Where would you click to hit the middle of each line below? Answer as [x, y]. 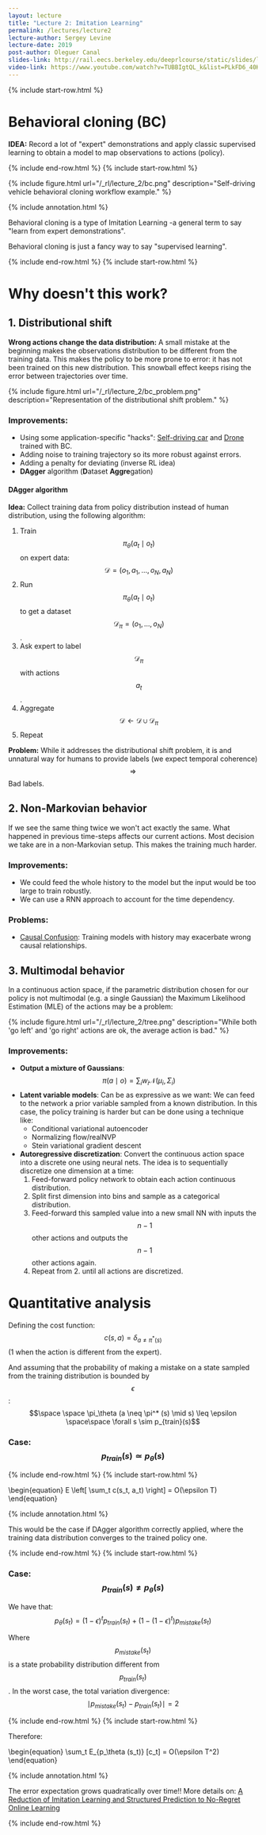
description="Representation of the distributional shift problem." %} [119, 400]
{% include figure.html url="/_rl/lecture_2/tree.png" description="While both [133, 1022]
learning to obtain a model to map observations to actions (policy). [117, 153]
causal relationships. [53, 945]
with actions [40, 673]
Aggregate [37, 708]
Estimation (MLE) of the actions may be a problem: [91, 1006]
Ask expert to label [50, 646]
